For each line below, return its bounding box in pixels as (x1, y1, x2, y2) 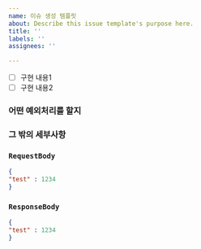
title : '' (8, 27, 42, 35)
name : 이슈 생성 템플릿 (8, 11, 77, 20)
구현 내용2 (19, 83, 53, 93)
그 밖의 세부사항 (8, 129, 66, 141)
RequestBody (8, 151, 56, 161)
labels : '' (8, 34, 45, 43)
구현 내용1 (19, 72, 52, 82)
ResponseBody (8, 202, 60, 212)
